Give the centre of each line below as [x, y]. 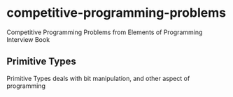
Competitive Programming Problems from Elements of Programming [105, 32]
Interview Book [28, 39]
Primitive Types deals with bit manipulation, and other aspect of [98, 78]
